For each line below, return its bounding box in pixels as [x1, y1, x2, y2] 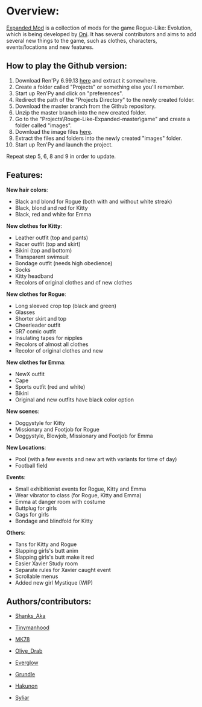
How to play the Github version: [6, 61, 128, 71]
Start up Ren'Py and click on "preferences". [14, 89, 124, 97]
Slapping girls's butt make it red [14, 553, 95, 561]
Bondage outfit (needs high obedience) [14, 259, 113, 266]
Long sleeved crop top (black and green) [14, 302, 116, 309]
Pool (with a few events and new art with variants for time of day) [14, 455, 177, 462]
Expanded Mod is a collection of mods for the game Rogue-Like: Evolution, [6, 24, 192, 31]
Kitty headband [14, 272, 54, 280]
